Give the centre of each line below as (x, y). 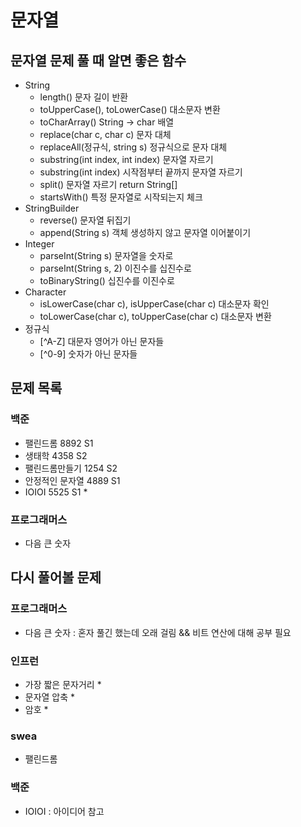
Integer (39, 244)
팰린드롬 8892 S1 (59, 443)
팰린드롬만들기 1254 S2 (71, 468)
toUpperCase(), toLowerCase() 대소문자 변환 (130, 109)
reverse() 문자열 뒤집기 (85, 220)
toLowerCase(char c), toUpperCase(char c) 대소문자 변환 (155, 316)
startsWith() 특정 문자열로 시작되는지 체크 (121, 197)
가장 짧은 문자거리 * (63, 684)
